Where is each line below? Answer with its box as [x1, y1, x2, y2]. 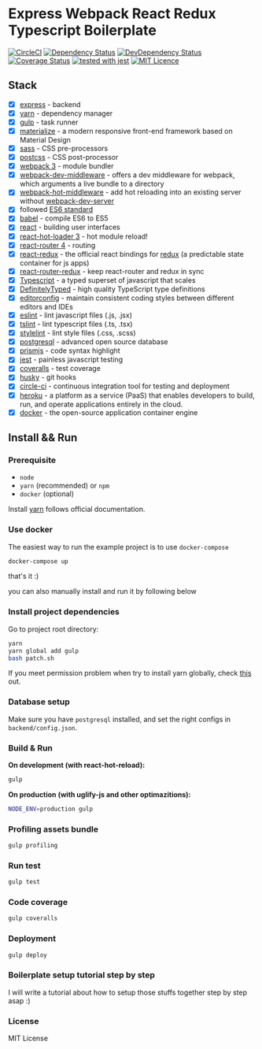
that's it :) [8, 572, 39, 581]
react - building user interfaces [19, 222, 120, 232]
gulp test [8, 878, 41, 886]
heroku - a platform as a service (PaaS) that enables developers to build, [19, 391, 256, 400]
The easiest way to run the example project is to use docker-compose [8, 542, 230, 551]
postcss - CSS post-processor [19, 153, 119, 162]
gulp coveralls [8, 914, 58, 922]
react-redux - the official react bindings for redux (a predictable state [19, 249, 244, 258]
